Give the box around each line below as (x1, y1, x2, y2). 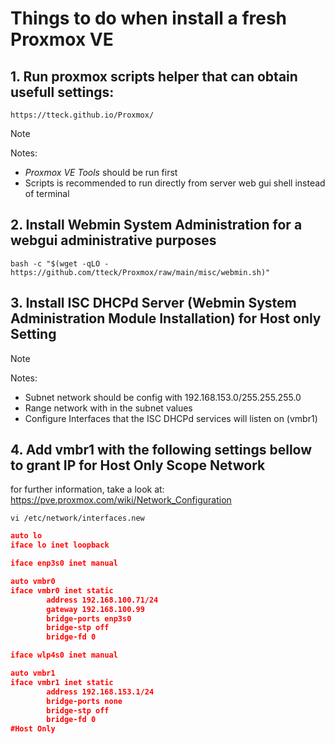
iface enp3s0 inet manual (10, 558, 118, 569)
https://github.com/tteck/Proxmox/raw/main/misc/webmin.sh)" (10, 267, 271, 277)
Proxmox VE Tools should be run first (24, 167, 178, 178)
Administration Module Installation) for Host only (10, 310, 322, 327)
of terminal (24, 188, 70, 199)
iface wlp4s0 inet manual (10, 650, 118, 661)
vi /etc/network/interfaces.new (10, 513, 145, 524)
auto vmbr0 (10, 577, 56, 587)
